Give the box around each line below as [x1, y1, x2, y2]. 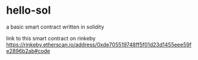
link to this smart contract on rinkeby [6, 34, 96, 42]
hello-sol [6, 4, 51, 17]
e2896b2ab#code [6, 47, 50, 54]
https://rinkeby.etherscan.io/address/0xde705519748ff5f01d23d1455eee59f [6, 41, 191, 48]
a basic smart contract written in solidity [6, 23, 104, 30]
